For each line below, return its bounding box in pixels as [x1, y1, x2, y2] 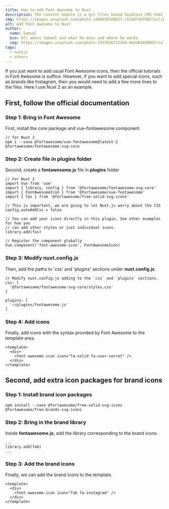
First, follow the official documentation [5, 99, 130, 107]
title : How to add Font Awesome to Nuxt [5, 7, 92, 13]
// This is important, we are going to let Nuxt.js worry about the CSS [5, 203, 161, 208]
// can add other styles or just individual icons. [5, 225, 116, 230]
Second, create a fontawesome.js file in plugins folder [5, 167, 120, 173]
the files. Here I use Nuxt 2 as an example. [5, 84, 93, 90]
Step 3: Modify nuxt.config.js [5, 254, 79, 262]
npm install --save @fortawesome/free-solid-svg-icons [5, 403, 123, 408]
